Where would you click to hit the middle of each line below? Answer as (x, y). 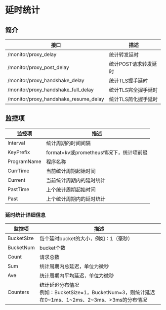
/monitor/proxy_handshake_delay (46, 80)
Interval (17, 143)
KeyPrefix (19, 152)
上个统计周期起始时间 (71, 190)
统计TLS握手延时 (128, 81)
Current (17, 180)
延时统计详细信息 (25, 215)
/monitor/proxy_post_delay (38, 67)
